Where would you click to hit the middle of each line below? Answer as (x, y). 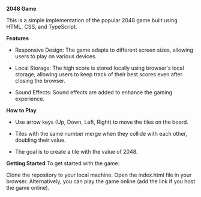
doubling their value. (40, 140)
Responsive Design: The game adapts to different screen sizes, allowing (104, 50)
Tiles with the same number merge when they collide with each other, (101, 134)
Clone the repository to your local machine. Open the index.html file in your (99, 175)
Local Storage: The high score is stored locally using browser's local (99, 68)
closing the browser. (40, 81)
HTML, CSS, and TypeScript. (42, 27)
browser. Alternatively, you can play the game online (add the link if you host (101, 181)
